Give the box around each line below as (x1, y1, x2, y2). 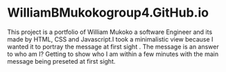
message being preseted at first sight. (7, 57, 116, 65)
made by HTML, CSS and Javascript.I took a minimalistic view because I (7, 35, 214, 43)
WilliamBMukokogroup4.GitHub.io (7, 5, 209, 21)
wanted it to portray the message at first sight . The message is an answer (7, 42, 220, 51)
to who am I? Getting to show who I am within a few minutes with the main (7, 50, 219, 58)
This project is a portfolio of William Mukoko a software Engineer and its (7, 28, 213, 36)
